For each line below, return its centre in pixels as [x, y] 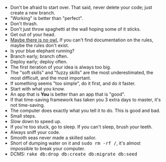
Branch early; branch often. [39, 56]
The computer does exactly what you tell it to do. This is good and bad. [85, 110]
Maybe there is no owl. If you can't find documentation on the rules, [82, 40]
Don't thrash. [24, 24]
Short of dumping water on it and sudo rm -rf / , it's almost [75, 143]
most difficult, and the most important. [50, 78]
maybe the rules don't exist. [39, 45]
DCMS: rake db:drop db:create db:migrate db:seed [74, 154]
